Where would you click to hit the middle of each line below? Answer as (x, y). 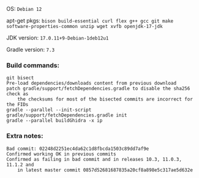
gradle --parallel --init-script (49, 110)
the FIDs (17, 105)
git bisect (20, 78)
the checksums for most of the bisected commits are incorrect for (105, 99)
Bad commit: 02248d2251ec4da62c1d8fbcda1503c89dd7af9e (78, 149)
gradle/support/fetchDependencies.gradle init (67, 115)
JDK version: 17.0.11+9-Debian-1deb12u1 (58, 38)
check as (17, 94)
